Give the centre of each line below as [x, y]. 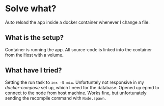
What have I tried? [34, 70]
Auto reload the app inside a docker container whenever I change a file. [77, 22]
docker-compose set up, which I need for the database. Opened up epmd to [82, 87]
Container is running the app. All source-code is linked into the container [79, 49]
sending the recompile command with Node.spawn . [55, 98]
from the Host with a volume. [34, 55]
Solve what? [31, 9]
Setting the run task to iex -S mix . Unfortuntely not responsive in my [75, 82]
